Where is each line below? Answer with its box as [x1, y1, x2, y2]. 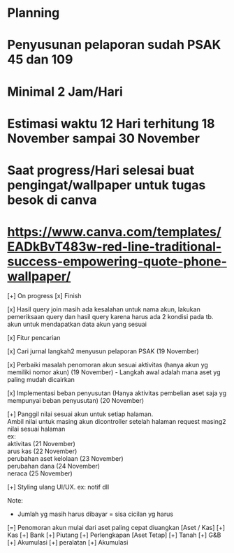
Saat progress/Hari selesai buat [7, 162, 194, 178]
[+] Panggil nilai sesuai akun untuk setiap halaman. [7, 410, 154, 418]
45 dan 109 [7, 52, 73, 68]
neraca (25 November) [7, 469, 73, 478]
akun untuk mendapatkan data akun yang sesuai [7, 320, 147, 328]
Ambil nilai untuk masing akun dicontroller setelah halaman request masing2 [7, 417, 226, 425]
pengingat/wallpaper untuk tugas [7, 177, 206, 193]
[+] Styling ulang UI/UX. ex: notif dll [7, 482, 110, 491]
